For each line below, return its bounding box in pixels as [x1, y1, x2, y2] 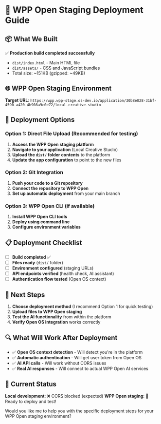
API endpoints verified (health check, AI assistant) [12, 270, 114, 277]
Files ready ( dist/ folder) [12, 259, 63, 265]
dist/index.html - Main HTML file [12, 60, 80, 65]
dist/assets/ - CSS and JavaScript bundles [12, 65, 100, 71]
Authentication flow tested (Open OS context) [12, 276, 107, 282]
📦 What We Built [5, 35, 58, 43]
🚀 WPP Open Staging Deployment [5, 4, 143, 16]
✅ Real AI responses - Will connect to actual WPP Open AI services [12, 366, 148, 371]
